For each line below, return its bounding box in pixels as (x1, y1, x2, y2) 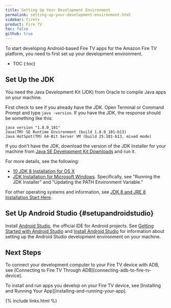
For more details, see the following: (5, 158, 79, 164)
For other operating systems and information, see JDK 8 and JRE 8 (5, 188, 146, 195)
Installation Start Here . (5, 194, 53, 200)
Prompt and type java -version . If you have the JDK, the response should (5, 109, 161, 115)
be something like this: (5, 115, 53, 121)
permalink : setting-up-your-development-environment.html (5, 12, 131, 17)
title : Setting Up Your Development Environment (5, 7, 111, 13)
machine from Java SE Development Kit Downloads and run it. (5, 148, 136, 154)
